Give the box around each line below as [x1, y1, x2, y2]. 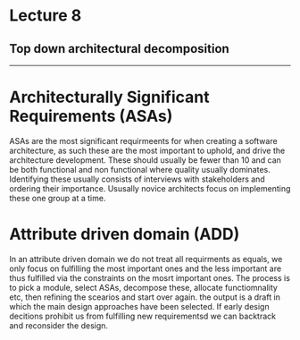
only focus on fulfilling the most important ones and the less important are [9, 263, 282, 274]
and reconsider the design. [9, 319, 109, 331]
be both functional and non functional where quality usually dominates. [9, 164, 271, 174]
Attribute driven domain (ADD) [9, 225, 240, 244]
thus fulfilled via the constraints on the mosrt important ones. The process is [9, 272, 290, 283]
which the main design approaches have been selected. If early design [9, 301, 270, 311]
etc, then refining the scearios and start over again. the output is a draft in [9, 292, 281, 302]
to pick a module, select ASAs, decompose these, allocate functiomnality [9, 282, 279, 293]
